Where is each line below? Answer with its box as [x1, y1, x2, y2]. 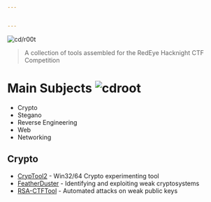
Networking [17, 133, 52, 141]
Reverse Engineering [17, 118, 78, 126]
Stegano [17, 111, 42, 119]
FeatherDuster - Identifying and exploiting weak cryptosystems [17, 179, 200, 187]
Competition [24, 56, 61, 64]
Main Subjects [7, 80, 92, 96]
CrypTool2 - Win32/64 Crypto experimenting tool [17, 171, 159, 180]
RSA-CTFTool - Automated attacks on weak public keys [17, 186, 178, 195]
